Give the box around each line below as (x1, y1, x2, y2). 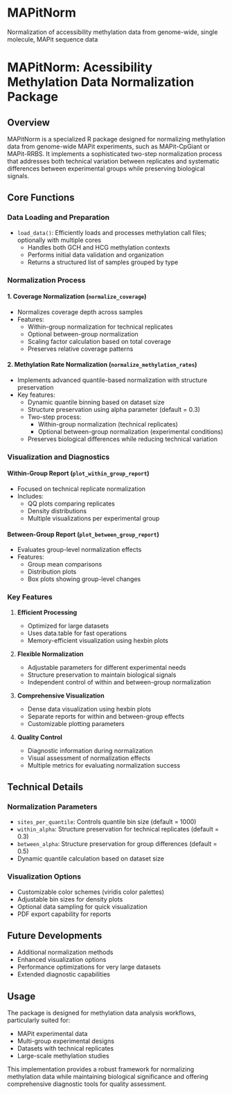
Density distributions (27, 507, 87, 515)
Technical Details (7, 781, 84, 793)
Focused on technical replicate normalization (17, 485, 146, 493)
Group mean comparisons (27, 560, 102, 569)
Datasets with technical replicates (17, 1044, 114, 1053)
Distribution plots (27, 567, 77, 576)
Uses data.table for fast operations (27, 629, 127, 637)
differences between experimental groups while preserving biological (7, 164, 206, 173)
